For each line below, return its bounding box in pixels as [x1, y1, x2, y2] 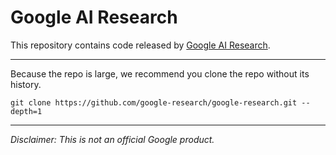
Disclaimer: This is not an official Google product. [10, 133, 215, 145]
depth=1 [10, 106, 43, 116]
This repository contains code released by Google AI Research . [10, 39, 271, 51]
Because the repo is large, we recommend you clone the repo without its [10, 67, 310, 80]
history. [10, 78, 42, 90]
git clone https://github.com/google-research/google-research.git [10, 97, 298, 108]
